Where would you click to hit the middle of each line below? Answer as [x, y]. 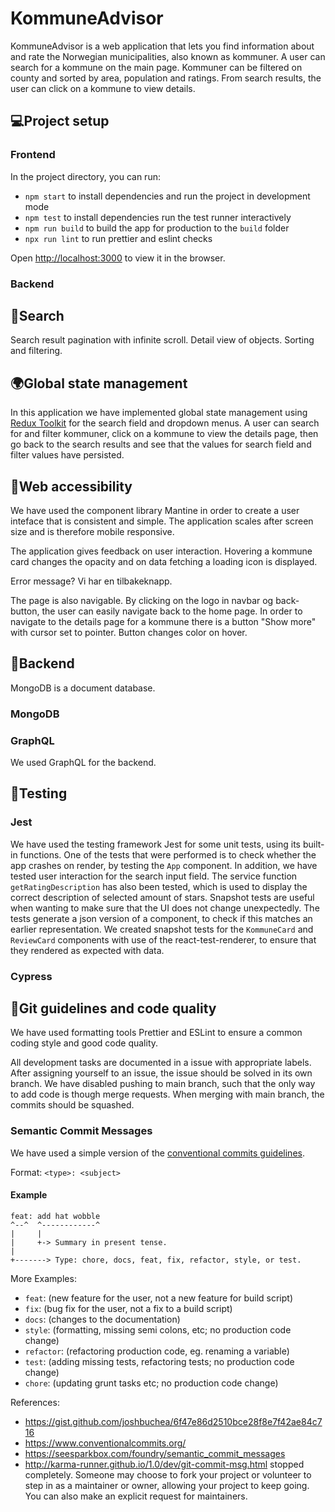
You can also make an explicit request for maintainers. [136, 1496]
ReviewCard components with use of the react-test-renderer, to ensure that [163, 939]
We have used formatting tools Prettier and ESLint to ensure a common [156, 1033]
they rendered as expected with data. [87, 950]
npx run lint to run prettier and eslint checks [118, 238]
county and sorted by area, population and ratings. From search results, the [166, 78]
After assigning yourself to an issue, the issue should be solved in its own [161, 1073]
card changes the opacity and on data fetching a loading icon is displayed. [164, 561]
